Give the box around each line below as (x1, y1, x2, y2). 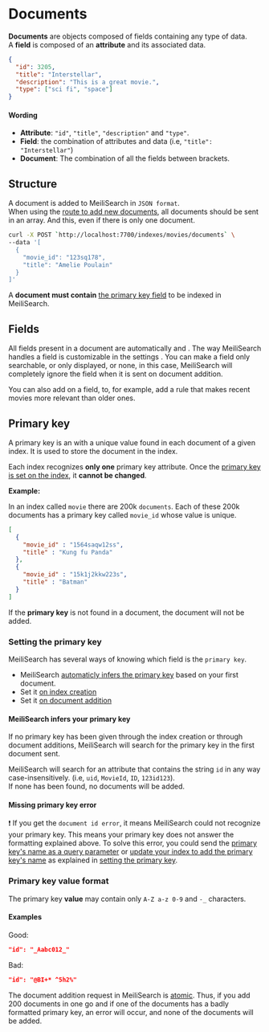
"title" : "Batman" (22, 578, 88, 587)
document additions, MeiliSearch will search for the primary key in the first (8, 740, 255, 750)
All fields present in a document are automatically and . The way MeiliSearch (8, 343, 262, 354)
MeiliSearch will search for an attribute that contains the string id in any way (8, 764, 261, 774)
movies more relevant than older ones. (8, 393, 136, 403)
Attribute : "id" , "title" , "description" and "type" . (19, 128, 190, 137)
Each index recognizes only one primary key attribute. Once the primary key (8, 461, 261, 471)
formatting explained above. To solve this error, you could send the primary (8, 838, 258, 848)
